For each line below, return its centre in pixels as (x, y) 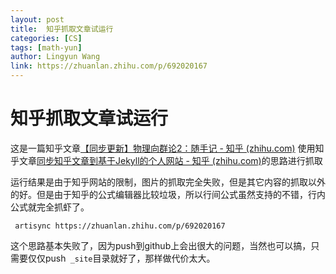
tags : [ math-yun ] (46, 47)
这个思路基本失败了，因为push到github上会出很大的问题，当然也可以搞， (161, 245)
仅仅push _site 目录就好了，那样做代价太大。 (121, 258)
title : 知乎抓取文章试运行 (62, 29)
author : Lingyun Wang (55, 57)
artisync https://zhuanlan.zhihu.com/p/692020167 (120, 226)
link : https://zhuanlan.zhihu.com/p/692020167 (109, 66)
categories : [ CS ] (46, 38)
